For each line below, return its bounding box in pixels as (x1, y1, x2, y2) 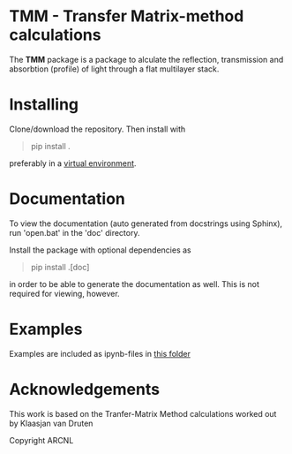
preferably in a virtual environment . (9, 157, 137, 169)
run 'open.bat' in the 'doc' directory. (9, 227, 140, 238)
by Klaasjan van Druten (9, 418, 94, 428)
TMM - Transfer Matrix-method (9, 6, 244, 26)
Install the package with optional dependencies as (9, 245, 191, 255)
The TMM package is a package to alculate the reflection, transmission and (9, 54, 284, 64)
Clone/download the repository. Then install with (9, 124, 186, 134)
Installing (9, 95, 79, 115)
